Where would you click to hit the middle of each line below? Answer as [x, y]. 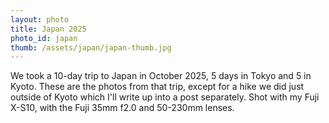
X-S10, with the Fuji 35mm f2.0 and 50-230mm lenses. [122, 108]
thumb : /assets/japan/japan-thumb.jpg [91, 47]
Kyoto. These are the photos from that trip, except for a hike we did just [157, 87]
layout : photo [40, 19]
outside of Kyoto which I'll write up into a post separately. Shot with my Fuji [165, 97]
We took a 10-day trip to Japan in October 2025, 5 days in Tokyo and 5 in [161, 76]
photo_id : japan [44, 38]
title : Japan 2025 [48, 29]
